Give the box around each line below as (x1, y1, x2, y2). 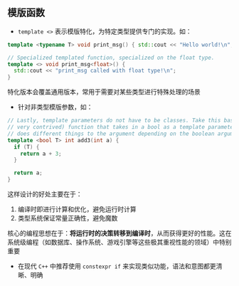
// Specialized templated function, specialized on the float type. (7, 54, 215, 61)
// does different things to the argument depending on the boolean (7, 130, 215, 137)
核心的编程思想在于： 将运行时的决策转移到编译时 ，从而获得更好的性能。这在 (7, 229, 232, 238)
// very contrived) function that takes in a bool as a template (7, 124, 205, 131)
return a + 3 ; (20, 150, 62, 157)
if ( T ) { (14, 143, 40, 151)
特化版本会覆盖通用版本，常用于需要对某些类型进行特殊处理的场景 (7, 88, 201, 96)
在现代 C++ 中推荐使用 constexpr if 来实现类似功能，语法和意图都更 (17, 262, 216, 270)
